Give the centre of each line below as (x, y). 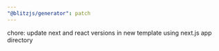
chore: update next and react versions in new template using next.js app (109, 33)
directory (20, 40)
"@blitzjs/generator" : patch (49, 13)
